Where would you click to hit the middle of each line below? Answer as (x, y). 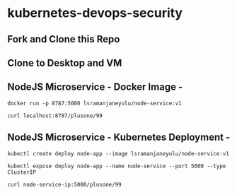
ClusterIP (22, 172)
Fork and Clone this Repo (64, 39)
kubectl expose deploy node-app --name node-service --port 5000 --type (117, 166)
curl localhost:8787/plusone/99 (55, 116)
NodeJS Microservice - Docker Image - (95, 87)
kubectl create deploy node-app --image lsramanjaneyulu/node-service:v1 (118, 153)
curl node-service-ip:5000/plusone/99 (64, 184)
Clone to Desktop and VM (65, 63)
